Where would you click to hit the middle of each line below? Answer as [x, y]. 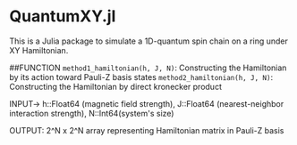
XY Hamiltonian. [39, 50]
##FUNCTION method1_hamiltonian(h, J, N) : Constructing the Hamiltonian [148, 68]
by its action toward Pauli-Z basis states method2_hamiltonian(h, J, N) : [141, 77]
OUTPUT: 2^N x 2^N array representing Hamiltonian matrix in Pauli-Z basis [147, 130]
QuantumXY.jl [63, 16]
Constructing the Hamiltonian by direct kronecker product [115, 86]
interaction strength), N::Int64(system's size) [92, 113]
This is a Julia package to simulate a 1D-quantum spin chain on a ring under [149, 41]
